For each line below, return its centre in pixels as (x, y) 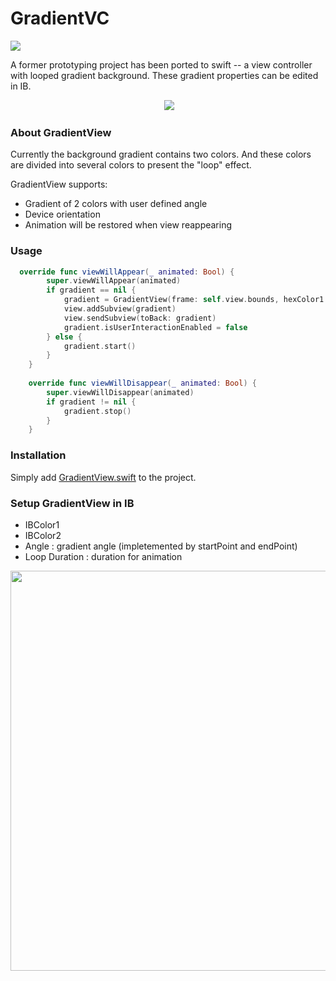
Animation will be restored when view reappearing (128, 225)
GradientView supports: (59, 184)
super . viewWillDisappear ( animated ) (120, 392)
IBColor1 (42, 524)
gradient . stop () (97, 411)
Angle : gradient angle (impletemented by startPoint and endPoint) (161, 546)
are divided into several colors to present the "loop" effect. (131, 165)
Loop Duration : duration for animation (103, 556)
